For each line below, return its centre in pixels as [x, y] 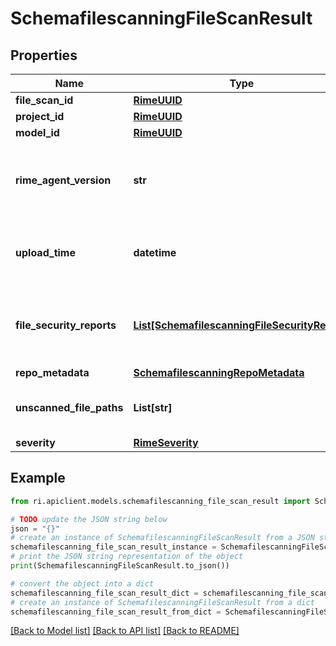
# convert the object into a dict [82, 583]
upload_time [45, 252]
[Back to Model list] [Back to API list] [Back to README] [125, 631]
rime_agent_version [63, 180]
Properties [44, 55]
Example [38, 478]
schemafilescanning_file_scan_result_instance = [113, 547]
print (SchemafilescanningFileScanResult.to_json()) [120, 566]
